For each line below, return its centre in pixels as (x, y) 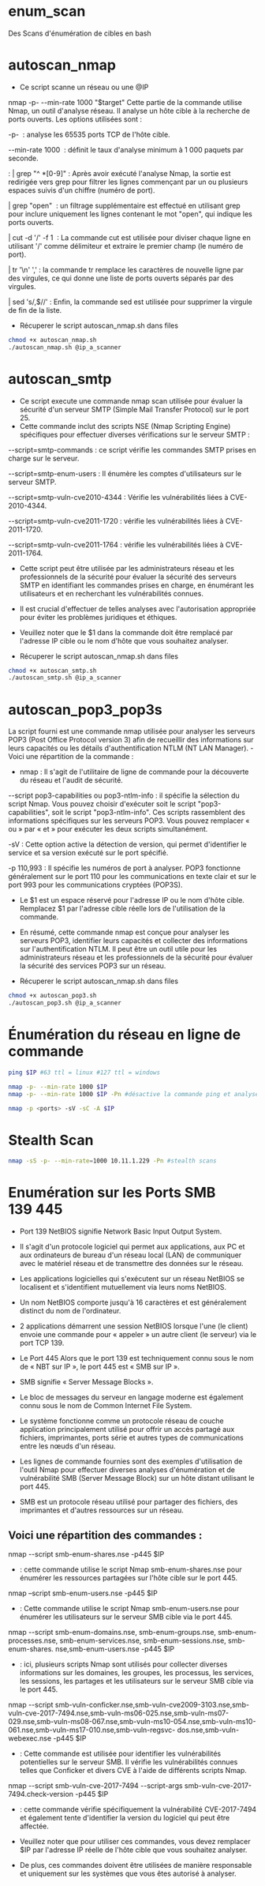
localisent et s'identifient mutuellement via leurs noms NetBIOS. (123, 1287)
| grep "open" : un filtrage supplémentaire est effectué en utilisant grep (124, 205)
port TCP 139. (42, 1343)
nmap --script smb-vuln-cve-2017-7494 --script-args (95, 1786)
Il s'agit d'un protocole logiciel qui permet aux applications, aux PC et (132, 1247)
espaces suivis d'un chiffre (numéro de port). (82, 190)
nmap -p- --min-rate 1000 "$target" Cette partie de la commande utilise (125, 102)
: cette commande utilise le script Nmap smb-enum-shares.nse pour (131, 1569)
